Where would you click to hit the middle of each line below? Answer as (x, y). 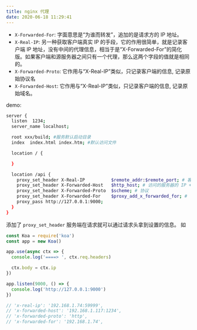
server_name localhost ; (40, 127)
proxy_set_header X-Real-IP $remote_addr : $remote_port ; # (101, 180)
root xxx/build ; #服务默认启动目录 (51, 137)
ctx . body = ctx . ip (34, 268)
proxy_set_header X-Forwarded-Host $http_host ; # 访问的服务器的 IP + (104, 186)
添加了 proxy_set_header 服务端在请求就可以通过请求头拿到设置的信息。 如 (96, 224)
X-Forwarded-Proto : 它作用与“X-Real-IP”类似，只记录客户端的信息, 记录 (100, 71)
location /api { (31, 174)
